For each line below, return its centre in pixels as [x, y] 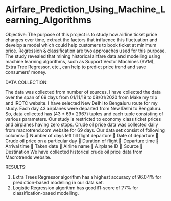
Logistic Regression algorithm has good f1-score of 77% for [76, 188]
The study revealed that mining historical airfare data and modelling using [83, 56]
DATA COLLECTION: [27, 82]
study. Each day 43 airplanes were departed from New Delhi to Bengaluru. [83, 108]
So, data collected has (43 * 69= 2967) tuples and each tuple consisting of [84, 114]
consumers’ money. [26, 72]
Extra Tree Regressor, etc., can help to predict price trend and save [76, 67]
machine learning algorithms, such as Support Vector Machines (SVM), [80, 61]
